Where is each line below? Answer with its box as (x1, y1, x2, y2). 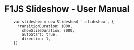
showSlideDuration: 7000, (22, 28, 75, 33)
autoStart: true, (22, 32, 57, 37)
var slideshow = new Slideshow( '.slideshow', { (13, 19, 114, 24)
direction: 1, (22, 36, 51, 41)
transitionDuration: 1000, (17, 23, 73, 29)
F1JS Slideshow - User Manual (4, 3, 130, 15)
